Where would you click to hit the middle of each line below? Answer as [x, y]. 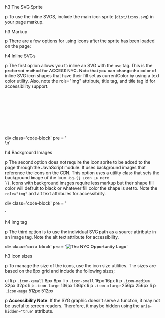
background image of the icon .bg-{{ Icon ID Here [57, 178]
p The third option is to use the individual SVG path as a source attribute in [81, 232]
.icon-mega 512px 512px [29, 291]
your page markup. [24, 22]
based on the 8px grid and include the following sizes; [60, 271]
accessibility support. [27, 86]
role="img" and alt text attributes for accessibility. [55, 194]
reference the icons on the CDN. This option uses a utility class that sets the [82, 173]
